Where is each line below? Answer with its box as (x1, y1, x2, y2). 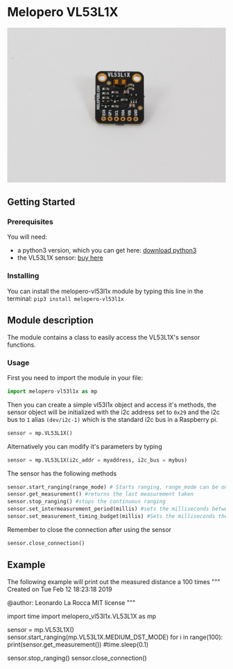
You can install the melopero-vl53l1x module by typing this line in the (7, 287, 204, 295)
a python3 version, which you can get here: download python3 (17, 246, 197, 255)
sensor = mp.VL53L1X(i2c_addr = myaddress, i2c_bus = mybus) (7, 457, 188, 464)
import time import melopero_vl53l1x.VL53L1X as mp (7, 612, 157, 620)
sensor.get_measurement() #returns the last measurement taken (7, 491, 194, 498)
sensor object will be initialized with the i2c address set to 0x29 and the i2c (7, 408, 221, 416)
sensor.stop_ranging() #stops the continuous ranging (7, 498, 166, 505)
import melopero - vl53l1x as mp (7, 388, 98, 395)
